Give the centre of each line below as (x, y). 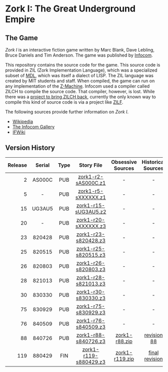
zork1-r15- (90, 205)
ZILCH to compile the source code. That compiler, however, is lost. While (80, 91)
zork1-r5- (91, 191)
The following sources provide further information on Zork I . (67, 112)
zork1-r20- (90, 220)
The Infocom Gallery (33, 127)
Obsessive (124, 162)
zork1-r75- (90, 306)
